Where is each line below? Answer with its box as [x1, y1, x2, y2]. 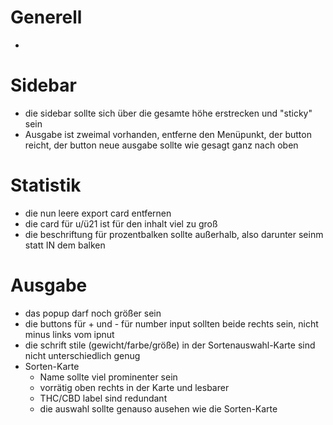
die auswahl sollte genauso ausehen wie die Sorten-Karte [39, 402, 278, 415]
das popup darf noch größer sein [24, 307, 162, 319]
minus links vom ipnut [24, 328, 115, 340]
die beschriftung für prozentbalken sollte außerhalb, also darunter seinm [24, 228, 324, 240]
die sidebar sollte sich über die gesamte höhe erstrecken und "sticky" [24, 107, 313, 119]
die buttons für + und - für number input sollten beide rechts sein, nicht [24, 317, 319, 330]
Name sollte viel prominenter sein [39, 371, 178, 383]
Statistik [10, 174, 82, 197]
